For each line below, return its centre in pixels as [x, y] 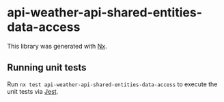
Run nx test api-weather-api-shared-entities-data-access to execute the [112, 84]
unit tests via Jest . [33, 91]
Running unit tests [47, 67]
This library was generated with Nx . [57, 46]
